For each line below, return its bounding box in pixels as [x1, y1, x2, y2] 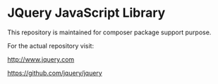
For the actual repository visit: [7, 41, 94, 50]
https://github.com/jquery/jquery [7, 69, 102, 77]
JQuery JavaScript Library [7, 5, 166, 21]
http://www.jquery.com [7, 55, 75, 64]
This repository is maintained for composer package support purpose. [7, 28, 212, 36]
